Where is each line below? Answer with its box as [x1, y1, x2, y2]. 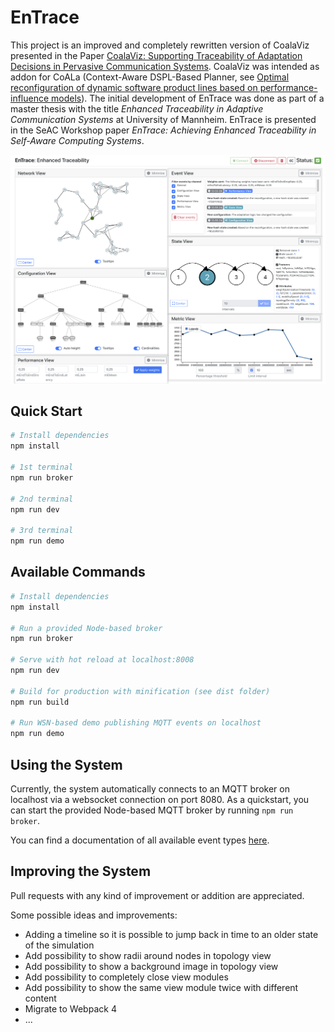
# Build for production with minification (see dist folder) [10, 686, 271, 696]
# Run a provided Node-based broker [10, 623, 163, 633]
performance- [259, 81, 318, 93]
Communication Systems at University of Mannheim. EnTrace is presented [10, 113, 317, 125]
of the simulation [24, 939, 95, 951]
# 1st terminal [10, 462, 74, 473]
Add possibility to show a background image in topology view [24, 960, 279, 972]
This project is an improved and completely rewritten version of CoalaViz [10, 39, 310, 51]
